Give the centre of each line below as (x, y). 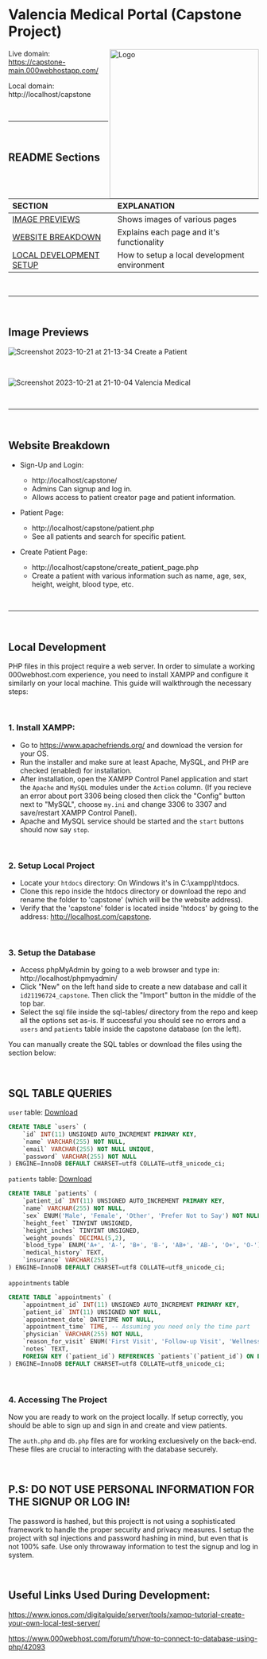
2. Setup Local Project (52, 866)
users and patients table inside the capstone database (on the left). (130, 1029)
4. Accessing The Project (58, 1399)
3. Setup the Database (52, 952)
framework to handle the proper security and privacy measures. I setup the (131, 1529)
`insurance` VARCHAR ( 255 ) (66, 1260)
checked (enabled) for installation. (76, 770)
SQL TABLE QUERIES (60, 1093)
